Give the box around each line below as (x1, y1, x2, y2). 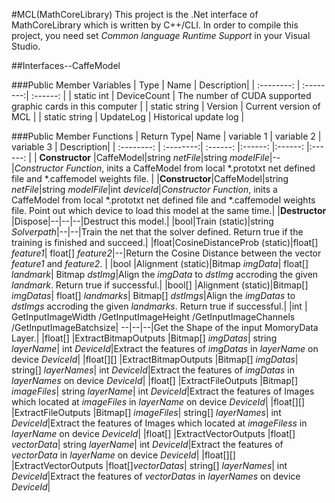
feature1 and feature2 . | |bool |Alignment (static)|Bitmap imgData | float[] (11, 258, 309, 269)
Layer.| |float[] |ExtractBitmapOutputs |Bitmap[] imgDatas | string (11, 332, 278, 344)
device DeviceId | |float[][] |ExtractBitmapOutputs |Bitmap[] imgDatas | (11, 354, 299, 365)
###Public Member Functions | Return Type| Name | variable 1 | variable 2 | (11, 130, 322, 142)
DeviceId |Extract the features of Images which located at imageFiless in (11, 417, 308, 429)
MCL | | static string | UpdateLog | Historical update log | (11, 111, 245, 123)
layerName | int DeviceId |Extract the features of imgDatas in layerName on (11, 343, 319, 354)
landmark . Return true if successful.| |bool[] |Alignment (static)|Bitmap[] (11, 279, 309, 291)
